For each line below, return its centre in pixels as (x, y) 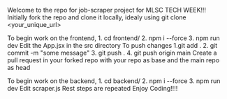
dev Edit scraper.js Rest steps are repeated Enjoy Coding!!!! (93, 88)
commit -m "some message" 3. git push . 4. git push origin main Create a (112, 53)
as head (19, 67)
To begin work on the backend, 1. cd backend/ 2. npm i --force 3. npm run (114, 81)
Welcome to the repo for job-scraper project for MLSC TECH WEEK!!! (107, 10)
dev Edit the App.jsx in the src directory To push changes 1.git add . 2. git (112, 45)
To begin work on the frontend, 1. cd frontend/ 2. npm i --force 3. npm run (113, 38)
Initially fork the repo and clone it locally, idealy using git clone (97, 17)
